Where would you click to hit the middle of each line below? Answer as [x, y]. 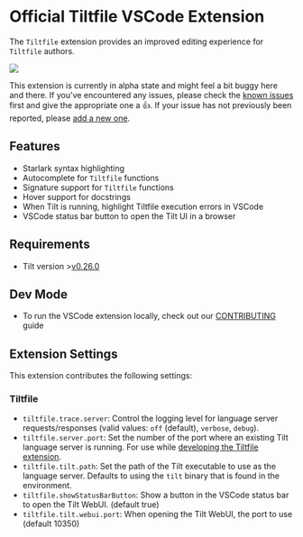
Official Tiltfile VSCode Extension [137, 17]
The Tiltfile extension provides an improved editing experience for [137, 41]
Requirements [50, 245]
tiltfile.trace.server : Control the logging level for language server [150, 419]
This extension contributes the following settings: [101, 376]
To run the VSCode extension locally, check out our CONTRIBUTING [149, 316]
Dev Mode [39, 294]
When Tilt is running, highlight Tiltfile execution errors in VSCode [143, 206]
